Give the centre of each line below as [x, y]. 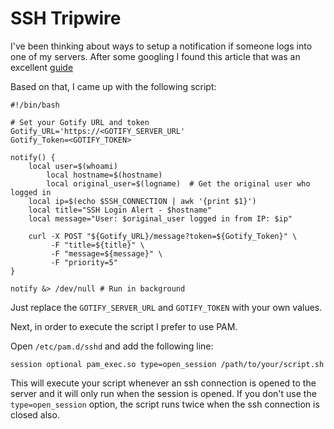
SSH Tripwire [66, 18]
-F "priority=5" [84, 262]
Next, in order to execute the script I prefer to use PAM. [124, 326]
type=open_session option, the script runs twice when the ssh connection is [165, 404]
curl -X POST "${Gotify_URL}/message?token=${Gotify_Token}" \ [163, 236]
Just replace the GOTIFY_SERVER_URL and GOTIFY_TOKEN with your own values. [166, 307]
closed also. [35, 414]
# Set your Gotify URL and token [80, 122]
